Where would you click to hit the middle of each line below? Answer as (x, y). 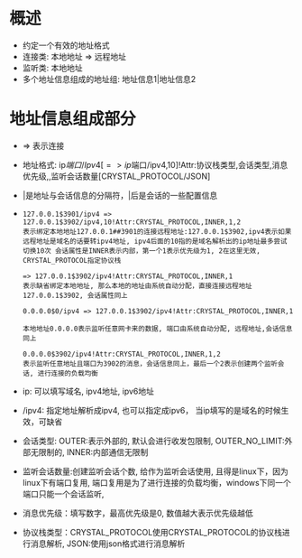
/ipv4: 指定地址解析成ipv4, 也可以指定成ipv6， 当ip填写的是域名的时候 (151, 410)
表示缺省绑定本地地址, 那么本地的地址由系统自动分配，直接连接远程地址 (137, 285)
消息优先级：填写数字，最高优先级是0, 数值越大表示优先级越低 (138, 513)
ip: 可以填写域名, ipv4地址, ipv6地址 (88, 391)
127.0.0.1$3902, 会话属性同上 (75, 295)
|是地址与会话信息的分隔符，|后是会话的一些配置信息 (120, 195)
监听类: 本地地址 (52, 68)
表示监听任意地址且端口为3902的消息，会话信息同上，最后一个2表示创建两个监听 (150, 363)
